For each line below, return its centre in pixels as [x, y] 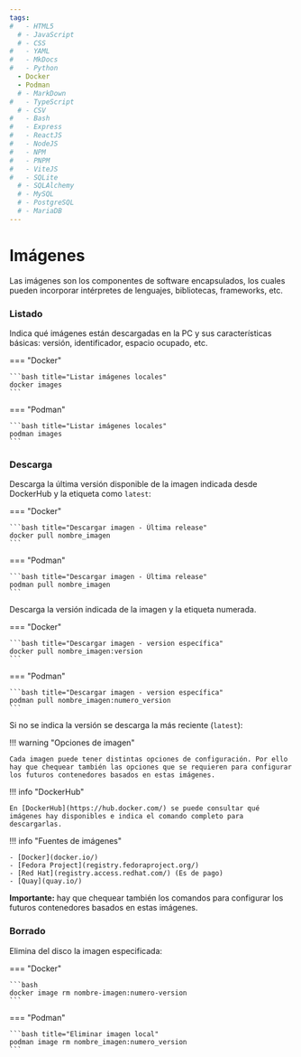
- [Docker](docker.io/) [54, 858]
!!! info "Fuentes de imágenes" [66, 841]
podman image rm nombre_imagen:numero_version [98, 1042]
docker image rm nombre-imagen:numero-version [98, 993]
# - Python [34, 69]
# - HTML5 [32, 26]
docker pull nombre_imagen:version [76, 651]
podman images [36, 434]
